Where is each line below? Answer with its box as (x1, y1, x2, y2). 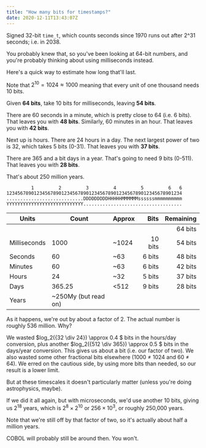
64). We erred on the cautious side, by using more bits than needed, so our (6, 360, 196, 368)
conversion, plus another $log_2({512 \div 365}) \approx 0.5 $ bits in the (6, 341, 189, 348)
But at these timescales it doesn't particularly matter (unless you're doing (6, 378, 192, 386)
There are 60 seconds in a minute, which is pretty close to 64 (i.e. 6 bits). (6, 112, 192, 119)
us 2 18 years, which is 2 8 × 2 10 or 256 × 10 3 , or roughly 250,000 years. (6, 403, 185, 411)
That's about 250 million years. (6, 173, 85, 181)
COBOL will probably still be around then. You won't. (6, 435, 139, 442)
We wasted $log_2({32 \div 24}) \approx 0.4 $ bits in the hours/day (6, 334, 177, 341)
